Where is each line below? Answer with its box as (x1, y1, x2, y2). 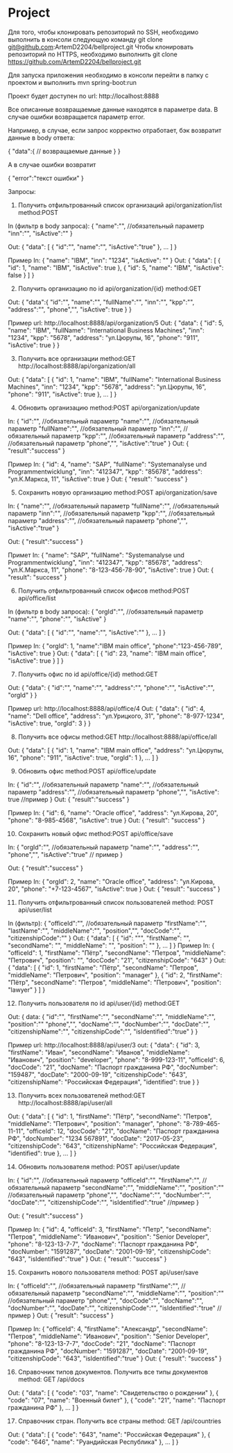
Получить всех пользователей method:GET (17, 1091, 146, 1100)
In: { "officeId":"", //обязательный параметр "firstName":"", (8, 1281, 180, 1290)
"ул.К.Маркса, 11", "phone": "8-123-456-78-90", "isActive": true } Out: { (8, 565, 214, 574)
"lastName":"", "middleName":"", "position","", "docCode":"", (8, 926, 181, 935)
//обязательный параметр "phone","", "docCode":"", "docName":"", (8, 1296, 204, 1305)
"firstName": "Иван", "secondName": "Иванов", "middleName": (8, 1048, 190, 1057)
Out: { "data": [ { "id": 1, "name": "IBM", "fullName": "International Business (8, 375, 221, 383)
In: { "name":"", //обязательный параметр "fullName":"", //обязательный (8, 501, 219, 510)
